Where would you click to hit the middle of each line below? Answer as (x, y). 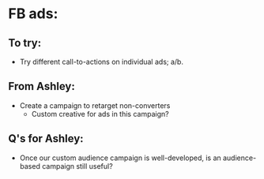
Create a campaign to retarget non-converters (95, 105)
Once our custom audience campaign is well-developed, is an (120, 158)
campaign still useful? (77, 166)
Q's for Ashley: (46, 139)
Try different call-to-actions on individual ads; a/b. (102, 62)
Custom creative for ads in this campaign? (100, 114)
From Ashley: (41, 86)
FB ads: (33, 14)
